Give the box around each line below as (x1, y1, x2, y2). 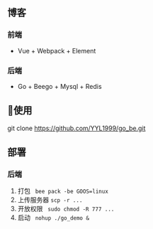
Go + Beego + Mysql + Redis (17, 82, 102, 90)
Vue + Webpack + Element (17, 46, 96, 55)
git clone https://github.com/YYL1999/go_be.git (7, 124, 146, 132)
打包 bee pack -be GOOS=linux (17, 187, 108, 196)
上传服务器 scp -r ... (17, 196, 83, 204)
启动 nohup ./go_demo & (17, 213, 90, 222)
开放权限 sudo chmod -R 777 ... (17, 205, 115, 213)
